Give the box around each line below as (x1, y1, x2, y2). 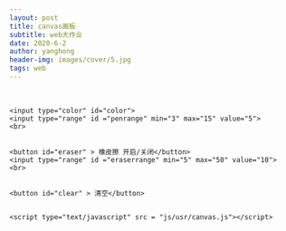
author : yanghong (9, 47, 75, 56)
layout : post (9, 13, 59, 23)
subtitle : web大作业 (9, 30, 83, 39)
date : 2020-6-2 (9, 38, 67, 48)
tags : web (9, 64, 47, 73)
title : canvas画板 (9, 22, 76, 31)
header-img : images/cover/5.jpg (9, 55, 131, 64)
